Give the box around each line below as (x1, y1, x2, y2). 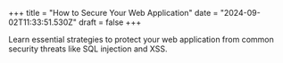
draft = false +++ (79, 17, 142, 28)
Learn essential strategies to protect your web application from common (8, 35, 274, 44)
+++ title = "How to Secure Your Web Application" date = (8, 8, 219, 18)
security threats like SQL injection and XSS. (8, 43, 168, 54)
